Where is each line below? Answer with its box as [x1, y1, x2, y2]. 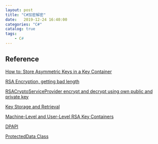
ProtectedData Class [5, 133, 49, 139]
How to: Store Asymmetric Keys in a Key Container [5, 68, 112, 75]
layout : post [5, 7, 33, 13]
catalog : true [5, 27, 36, 32]
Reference [5, 55, 39, 64]
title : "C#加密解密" [5, 12, 46, 17]
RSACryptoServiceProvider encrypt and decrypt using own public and [5, 88, 153, 94]
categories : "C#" [5, 21, 42, 27]
